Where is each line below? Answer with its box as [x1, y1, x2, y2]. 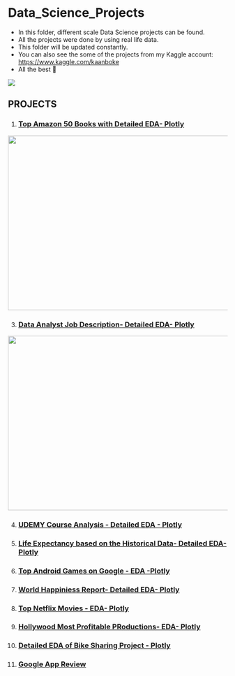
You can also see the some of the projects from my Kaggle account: [17, 50, 213, 59]
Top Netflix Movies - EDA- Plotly [17, 603, 130, 613]
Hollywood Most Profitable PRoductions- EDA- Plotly [17, 622, 201, 632]
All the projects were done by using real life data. [17, 35, 159, 43]
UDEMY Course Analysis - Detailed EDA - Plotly [17, 520, 183, 529]
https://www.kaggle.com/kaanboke [17, 57, 119, 66]
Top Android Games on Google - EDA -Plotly [17, 566, 170, 576]
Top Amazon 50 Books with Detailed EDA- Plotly [17, 119, 185, 129]
